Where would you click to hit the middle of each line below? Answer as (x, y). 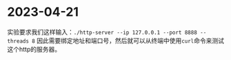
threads (18, 41)
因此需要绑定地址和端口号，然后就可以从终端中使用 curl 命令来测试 (131, 40)
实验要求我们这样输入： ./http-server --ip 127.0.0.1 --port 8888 (102, 32)
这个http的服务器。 (34, 49)
